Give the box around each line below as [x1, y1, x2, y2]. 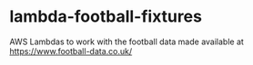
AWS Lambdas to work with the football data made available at [9, 36, 244, 47]
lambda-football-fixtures [9, 6, 203, 27]
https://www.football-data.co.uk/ [9, 45, 133, 56]
